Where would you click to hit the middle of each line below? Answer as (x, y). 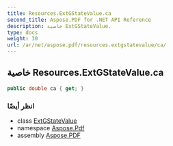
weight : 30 (23, 39)
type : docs (23, 32)
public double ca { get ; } (45, 88)
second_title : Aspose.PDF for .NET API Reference (79, 20)
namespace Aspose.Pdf (51, 128)
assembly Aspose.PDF (49, 135)
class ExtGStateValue (47, 121)
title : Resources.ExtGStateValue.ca (59, 13)
